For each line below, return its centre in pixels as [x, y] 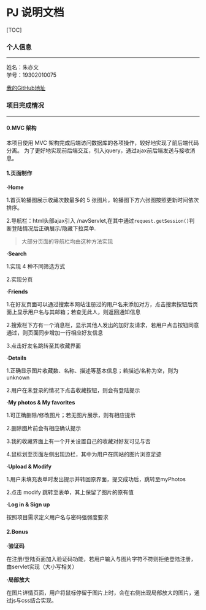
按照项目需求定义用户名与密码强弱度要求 [57, 517]
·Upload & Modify [29, 466]
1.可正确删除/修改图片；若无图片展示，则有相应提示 [71, 415]
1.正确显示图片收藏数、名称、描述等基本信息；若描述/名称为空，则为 [93, 370]
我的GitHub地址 [26, 88]
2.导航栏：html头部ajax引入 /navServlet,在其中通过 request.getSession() [98, 220]
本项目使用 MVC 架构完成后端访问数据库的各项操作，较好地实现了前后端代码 [103, 142]
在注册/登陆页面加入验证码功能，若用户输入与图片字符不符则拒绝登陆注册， [101, 559]
